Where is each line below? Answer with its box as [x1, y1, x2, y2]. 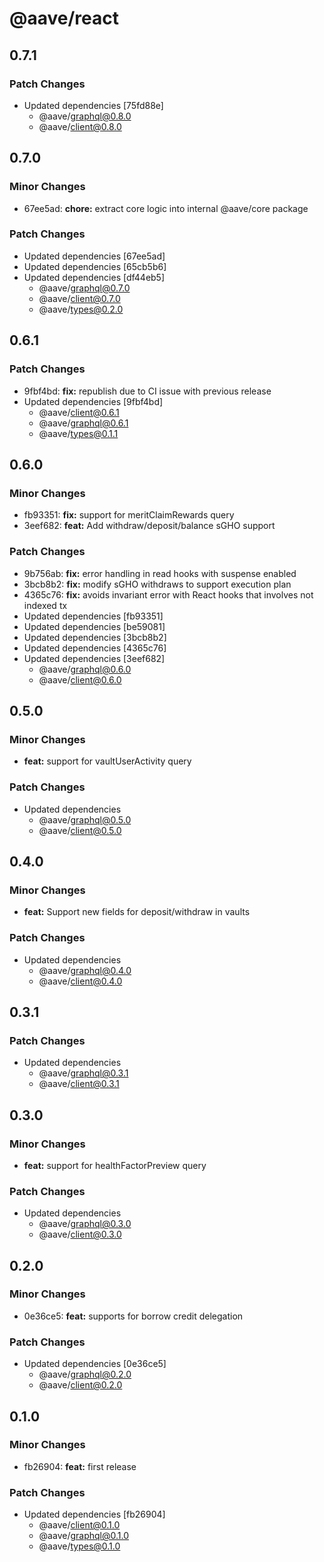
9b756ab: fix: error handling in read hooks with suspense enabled [23, 567, 297, 579]
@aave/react [9, 7, 119, 30]
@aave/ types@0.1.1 [38, 427, 119, 439]
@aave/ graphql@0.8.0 [38, 110, 132, 122]
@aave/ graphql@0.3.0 [38, 1218, 132, 1230]
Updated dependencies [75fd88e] [23, 99, 164, 111]
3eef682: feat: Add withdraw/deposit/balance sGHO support [23, 520, 276, 532]
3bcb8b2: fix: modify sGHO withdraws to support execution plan [23, 578, 292, 590]
